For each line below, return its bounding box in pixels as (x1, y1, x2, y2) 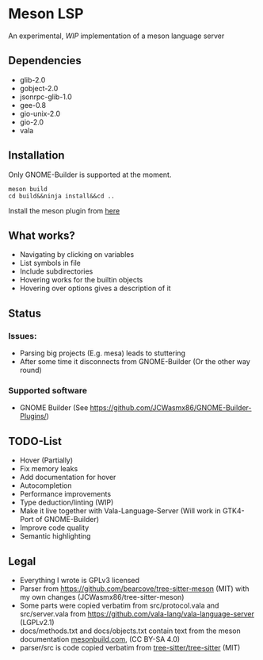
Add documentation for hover (19, 473, 116, 482)
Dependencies (8, 54, 82, 67)
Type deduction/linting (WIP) (19, 497, 114, 508)
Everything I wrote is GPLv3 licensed (19, 575, 140, 585)
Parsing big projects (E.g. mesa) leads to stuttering (19, 348, 186, 358)
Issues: (8, 330, 37, 341)
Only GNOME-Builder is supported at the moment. (8, 170, 172, 179)
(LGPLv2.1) (19, 617, 55, 627)
